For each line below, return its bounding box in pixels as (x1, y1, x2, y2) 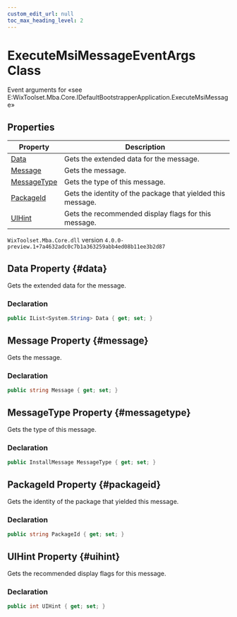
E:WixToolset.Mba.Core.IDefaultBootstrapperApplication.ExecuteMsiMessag (7, 93, 229, 102)
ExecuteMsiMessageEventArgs (7, 47, 196, 64)
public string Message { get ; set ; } (7, 387, 119, 394)
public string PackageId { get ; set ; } (7, 531, 125, 538)
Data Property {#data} (7, 262, 108, 274)
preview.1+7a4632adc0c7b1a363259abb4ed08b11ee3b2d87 (7, 243, 166, 251)
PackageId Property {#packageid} (7, 478, 161, 490)
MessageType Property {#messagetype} (7, 406, 191, 418)
